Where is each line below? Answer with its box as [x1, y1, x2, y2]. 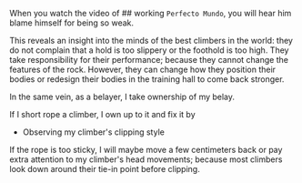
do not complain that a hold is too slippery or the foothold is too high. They [9, 45, 289, 56]
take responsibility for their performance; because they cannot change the [9, 55, 289, 65]
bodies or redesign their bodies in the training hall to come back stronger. [9, 74, 285, 85]
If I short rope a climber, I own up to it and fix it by [9, 109, 196, 119]
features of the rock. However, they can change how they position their [9, 64, 276, 75]
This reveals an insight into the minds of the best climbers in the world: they [9, 36, 294, 46]
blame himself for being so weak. [9, 17, 135, 28]
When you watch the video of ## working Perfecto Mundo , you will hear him [9, 8, 292, 18]
